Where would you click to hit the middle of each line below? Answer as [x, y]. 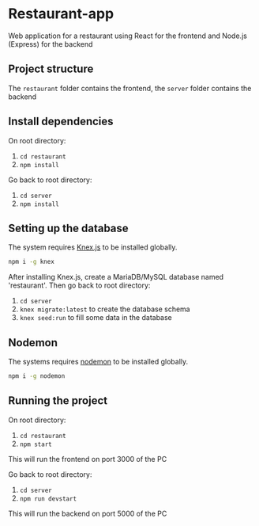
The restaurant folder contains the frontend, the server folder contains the [130, 88]
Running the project [58, 401]
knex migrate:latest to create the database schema [105, 309]
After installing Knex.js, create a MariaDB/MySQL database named [116, 277]
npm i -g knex [32, 262]
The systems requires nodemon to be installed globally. [98, 362]
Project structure [51, 69]
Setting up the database [68, 228]
